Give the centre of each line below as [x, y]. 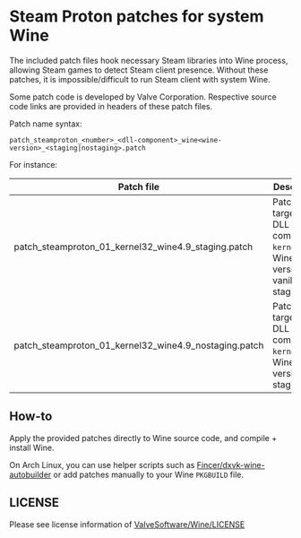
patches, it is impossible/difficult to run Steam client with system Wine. [140, 79]
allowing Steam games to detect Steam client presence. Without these [139, 70]
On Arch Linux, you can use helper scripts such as [102, 464]
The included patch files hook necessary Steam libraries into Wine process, [149, 60]
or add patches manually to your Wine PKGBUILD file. [149, 474]
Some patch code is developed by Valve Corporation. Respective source [143, 97]
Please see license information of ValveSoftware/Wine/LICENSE [127, 524]
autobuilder [30, 474]
